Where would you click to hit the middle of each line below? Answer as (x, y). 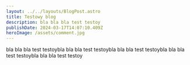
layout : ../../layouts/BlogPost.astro (53, 11)
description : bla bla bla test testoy (53, 22)
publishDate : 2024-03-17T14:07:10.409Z (55, 28)
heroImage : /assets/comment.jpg (45, 33)
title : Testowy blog (31, 17)
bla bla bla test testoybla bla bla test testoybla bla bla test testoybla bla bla (96, 49)
